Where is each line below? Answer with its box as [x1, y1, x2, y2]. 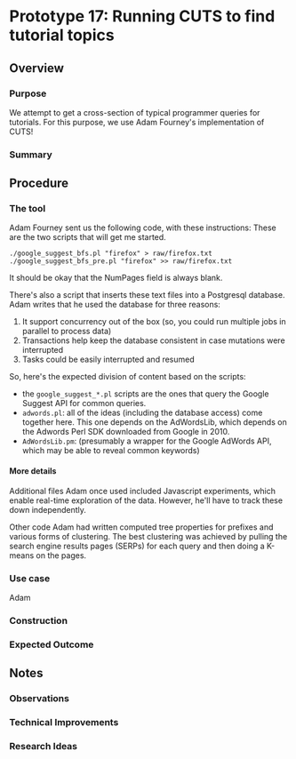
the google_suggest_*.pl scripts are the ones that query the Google [21, 388, 269, 399]
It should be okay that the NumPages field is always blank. [9, 273, 223, 284]
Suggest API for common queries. [21, 398, 147, 409]
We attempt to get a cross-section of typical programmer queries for [9, 107, 260, 117]
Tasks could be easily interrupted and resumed [21, 354, 196, 365]
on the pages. [36, 549, 87, 561]
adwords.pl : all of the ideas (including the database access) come [21, 407, 263, 419]
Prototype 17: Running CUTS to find [9, 6, 276, 27]
